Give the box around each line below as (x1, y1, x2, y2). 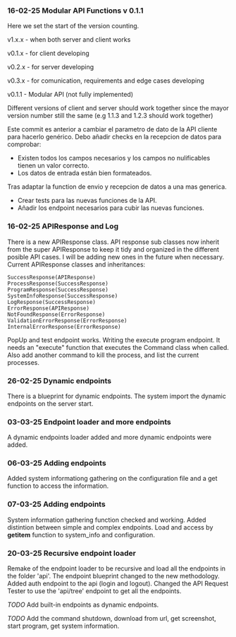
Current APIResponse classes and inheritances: (7, 260, 146, 269)
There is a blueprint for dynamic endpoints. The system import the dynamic (7, 392, 227, 400)
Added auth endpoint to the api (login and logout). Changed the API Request (7, 579, 229, 588)
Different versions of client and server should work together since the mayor (7, 104, 229, 112)
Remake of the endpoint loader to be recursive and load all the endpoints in (7, 564, 226, 573)
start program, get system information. (7, 621, 120, 631)
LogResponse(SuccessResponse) (7, 298, 97, 305)
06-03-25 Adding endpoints (7, 458, 107, 468)
